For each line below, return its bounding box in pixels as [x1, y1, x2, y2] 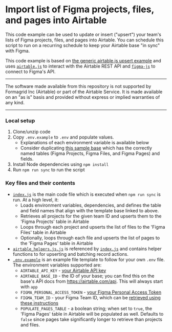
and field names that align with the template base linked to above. [20, 207, 159, 213]
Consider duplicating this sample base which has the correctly [20, 145, 153, 151]
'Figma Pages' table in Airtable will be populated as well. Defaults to [20, 311, 164, 317]
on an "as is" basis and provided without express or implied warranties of [5, 94, 160, 100]
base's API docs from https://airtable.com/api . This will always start [20, 278, 163, 284]
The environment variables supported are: [12, 262, 102, 268]
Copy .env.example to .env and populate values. [12, 134, 114, 140]
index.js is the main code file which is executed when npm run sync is [12, 191, 161, 197]
